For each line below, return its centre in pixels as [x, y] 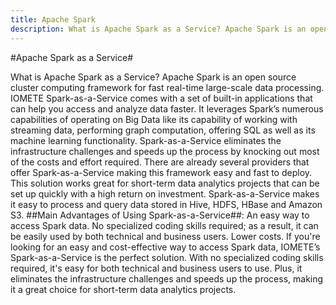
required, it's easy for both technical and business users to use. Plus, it [156, 268]
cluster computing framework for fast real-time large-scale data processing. [167, 87]
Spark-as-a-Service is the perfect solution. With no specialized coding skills [167, 257]
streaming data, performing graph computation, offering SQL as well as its [163, 130]
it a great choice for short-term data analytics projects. [123, 289]
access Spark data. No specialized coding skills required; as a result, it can [164, 225]
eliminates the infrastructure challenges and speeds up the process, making [167, 278]
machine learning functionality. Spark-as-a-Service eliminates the [146, 140]
